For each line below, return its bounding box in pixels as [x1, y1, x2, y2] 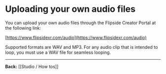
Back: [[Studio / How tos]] [5, 63, 59, 70]
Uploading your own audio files [5, 3, 136, 15]
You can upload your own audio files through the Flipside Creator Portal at [5, 20, 156, 26]
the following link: [5, 25, 41, 31]
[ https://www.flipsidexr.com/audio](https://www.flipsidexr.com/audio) [5, 35, 147, 40]
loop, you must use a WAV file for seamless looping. [5, 49, 111, 55]
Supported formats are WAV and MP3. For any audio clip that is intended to [5, 44, 158, 50]
